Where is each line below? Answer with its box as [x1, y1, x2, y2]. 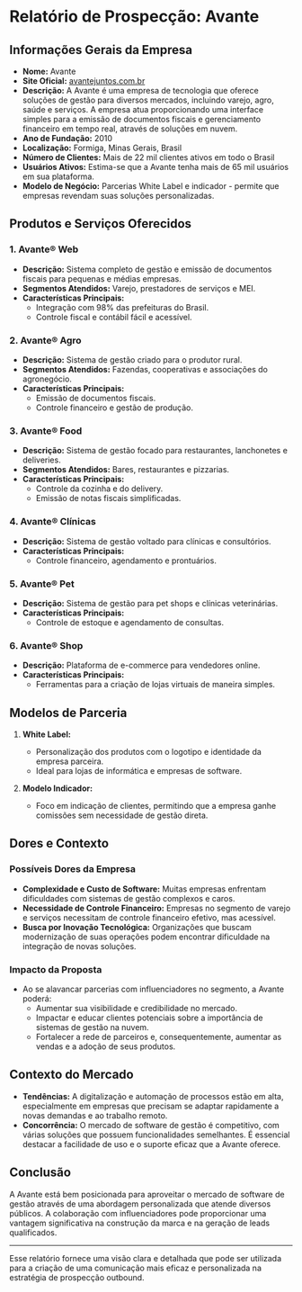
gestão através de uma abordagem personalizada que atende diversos [9, 1198, 271, 1209]
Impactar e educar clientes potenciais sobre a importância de [35, 1012, 263, 1023]
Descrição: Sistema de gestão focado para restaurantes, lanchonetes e [22, 445, 288, 456]
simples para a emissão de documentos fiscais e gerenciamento [22, 114, 262, 124]
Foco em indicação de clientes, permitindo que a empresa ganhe [35, 800, 277, 811]
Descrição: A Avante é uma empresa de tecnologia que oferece [22, 85, 259, 95]
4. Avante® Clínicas [9, 516, 96, 528]
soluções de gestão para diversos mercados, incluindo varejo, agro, [22, 94, 274, 105]
